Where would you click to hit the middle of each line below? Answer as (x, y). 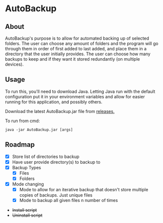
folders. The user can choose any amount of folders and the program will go (82, 44)
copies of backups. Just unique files (56, 195)
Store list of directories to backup (46, 156)
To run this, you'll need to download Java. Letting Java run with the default (80, 91)
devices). (14, 64)
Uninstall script (27, 215)
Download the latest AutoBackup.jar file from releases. (60, 111)
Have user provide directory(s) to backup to (56, 162)
